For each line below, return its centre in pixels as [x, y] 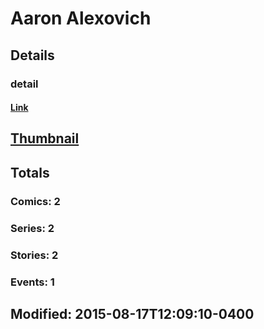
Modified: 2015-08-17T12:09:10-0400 [132, 313]
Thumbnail [45, 138]
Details [32, 55]
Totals [30, 172]
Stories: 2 [34, 255]
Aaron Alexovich [81, 18]
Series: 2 [32, 228]
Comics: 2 [35, 201]
